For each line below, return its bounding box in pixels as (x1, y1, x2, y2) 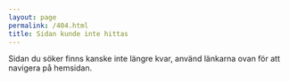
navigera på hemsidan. (8, 63, 93, 73)
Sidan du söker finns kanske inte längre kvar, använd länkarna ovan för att (8, 54, 280, 64)
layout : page (8, 12, 57, 22)
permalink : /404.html (8, 21, 89, 30)
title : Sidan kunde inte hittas (8, 29, 128, 38)
